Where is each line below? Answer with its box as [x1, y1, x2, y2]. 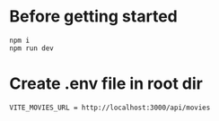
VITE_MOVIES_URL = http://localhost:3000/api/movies [9, 103, 211, 112]
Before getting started [9, 6, 178, 27]
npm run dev [9, 43, 54, 53]
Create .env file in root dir [9, 73, 204, 94]
